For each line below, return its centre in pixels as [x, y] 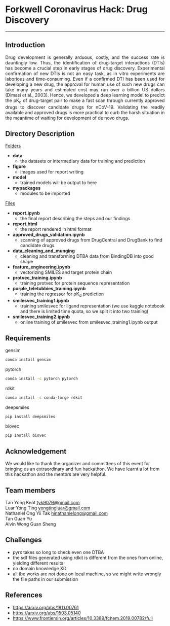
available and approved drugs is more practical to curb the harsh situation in [85, 112]
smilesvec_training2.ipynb [41, 317]
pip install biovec [26, 436]
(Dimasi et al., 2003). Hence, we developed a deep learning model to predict [85, 95]
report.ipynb [26, 213]
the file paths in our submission [45, 579]
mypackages [27, 188]
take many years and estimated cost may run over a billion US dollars [85, 89]
